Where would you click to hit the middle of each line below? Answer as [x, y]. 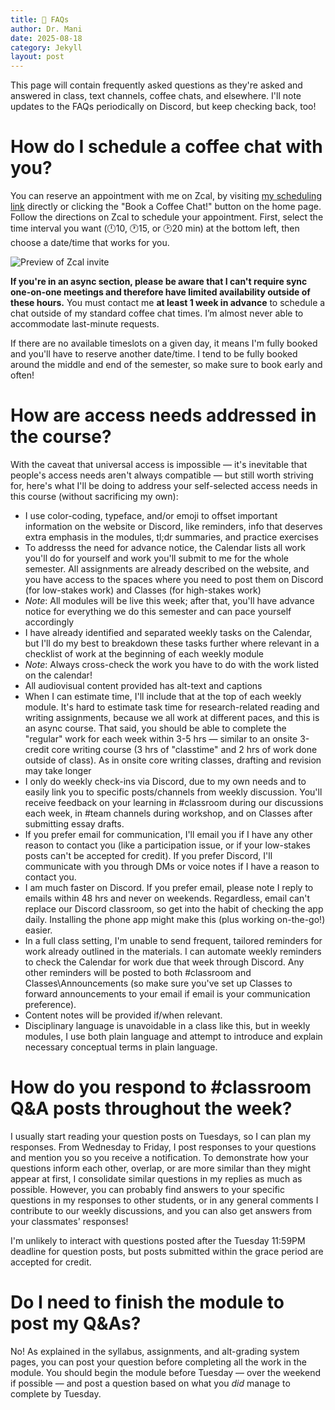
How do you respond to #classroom [161, 1087]
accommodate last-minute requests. [85, 324]
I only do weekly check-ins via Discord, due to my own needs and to [165, 781]
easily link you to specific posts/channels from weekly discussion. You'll [173, 792]
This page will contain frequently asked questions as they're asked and [156, 85]
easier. [38, 930]
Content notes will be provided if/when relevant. [123, 1015]
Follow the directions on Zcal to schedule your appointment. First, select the [167, 217]
